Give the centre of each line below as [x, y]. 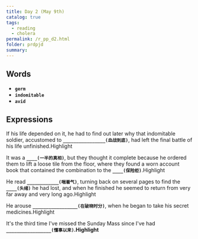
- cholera [23, 34]
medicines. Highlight [30, 212]
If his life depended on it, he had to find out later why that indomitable [91, 134]
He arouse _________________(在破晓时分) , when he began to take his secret [98, 206]
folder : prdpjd [25, 45]
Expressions [30, 119]
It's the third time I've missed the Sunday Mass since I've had [81, 224]
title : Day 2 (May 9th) [35, 12]
